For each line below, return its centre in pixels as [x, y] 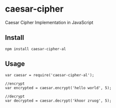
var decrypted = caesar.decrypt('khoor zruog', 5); [58, 101]
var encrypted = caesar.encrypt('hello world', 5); [58, 88]
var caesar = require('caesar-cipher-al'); [50, 75]
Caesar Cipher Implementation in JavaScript [49, 22]
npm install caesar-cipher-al [36, 49]
